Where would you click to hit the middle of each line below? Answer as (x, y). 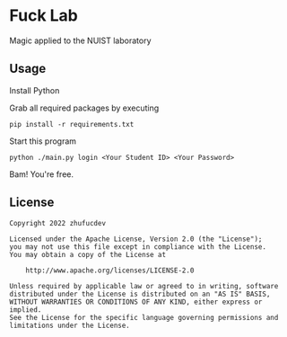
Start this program (43, 141)
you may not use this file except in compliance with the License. (138, 247)
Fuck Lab (44, 16)
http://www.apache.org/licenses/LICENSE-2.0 (110, 270)
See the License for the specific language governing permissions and (144, 317)
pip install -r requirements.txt (72, 124)
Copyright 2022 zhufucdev (57, 223)
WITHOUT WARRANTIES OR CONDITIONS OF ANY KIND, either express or (136, 302)
